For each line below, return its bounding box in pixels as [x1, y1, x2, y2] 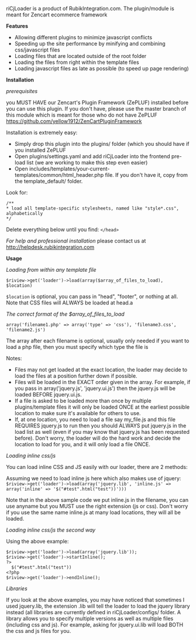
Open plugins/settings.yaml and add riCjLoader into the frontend [14, 153, 170, 160]
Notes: [6, 355, 22, 362]
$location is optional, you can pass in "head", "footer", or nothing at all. [6, 293, 178, 300]
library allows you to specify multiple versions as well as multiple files [6, 615, 174, 622]
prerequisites [6, 88, 38, 94]
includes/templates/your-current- [29, 165, 110, 172]
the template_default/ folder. [14, 178, 83, 184]
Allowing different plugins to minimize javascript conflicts [14, 34, 153, 40]
